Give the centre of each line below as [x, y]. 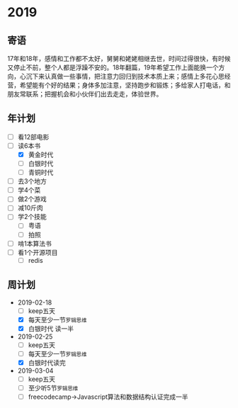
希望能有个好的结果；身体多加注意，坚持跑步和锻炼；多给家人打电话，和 [125, 85]
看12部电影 [33, 137]
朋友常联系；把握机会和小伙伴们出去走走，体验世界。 [85, 94]
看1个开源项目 [38, 252]
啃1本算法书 [34, 243]
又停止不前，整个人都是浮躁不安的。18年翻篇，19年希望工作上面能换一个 [113, 67]
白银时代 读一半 [51, 328]
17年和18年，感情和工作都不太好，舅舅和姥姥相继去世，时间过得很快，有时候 [119, 58]
